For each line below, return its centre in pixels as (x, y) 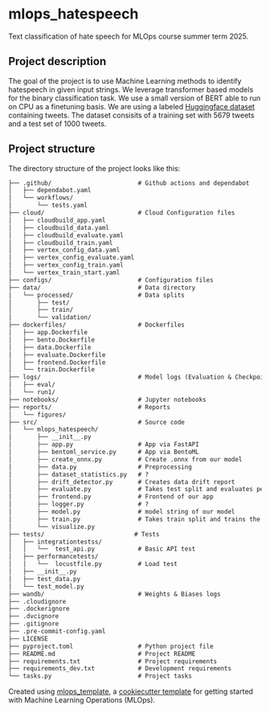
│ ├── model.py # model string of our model (122, 512)
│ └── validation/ (50, 318)
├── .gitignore (34, 624)
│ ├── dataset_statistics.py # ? (79, 474)
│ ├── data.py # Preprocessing (100, 467)
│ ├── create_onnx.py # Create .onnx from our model (125, 459)
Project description (57, 61)
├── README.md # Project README (102, 654)
